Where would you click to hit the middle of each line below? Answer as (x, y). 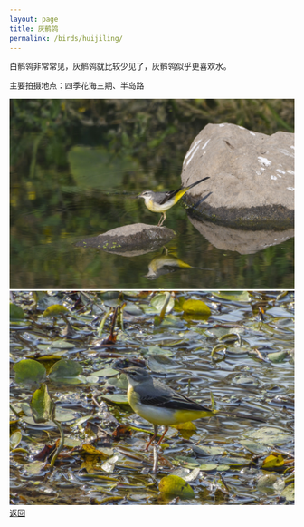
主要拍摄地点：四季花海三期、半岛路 (77, 85)
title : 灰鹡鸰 (34, 29)
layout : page (34, 19)
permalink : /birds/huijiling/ (66, 38)
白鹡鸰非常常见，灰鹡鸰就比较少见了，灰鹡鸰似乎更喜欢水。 (120, 66)
